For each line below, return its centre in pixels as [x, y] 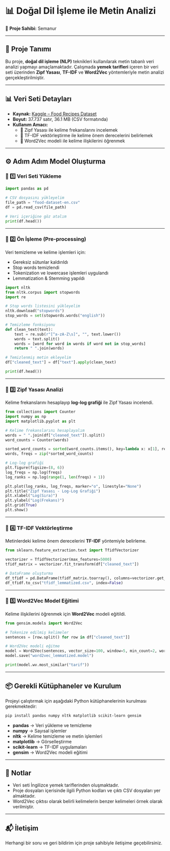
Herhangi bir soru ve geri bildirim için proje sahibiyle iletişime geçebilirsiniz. [84, 843]
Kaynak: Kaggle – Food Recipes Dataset [55, 114]
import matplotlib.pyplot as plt [40, 421]
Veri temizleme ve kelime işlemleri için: [46, 252]
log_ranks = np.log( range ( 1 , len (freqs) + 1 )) [55, 477]
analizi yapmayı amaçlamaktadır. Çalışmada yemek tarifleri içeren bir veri [82, 67]
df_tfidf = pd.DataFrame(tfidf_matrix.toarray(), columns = [69, 578]
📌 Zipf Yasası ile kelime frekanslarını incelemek [69, 130]
